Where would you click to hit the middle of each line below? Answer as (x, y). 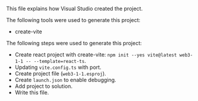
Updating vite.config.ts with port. (58, 67)
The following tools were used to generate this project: (73, 20)
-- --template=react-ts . (56, 61)
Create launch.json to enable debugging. (65, 80)
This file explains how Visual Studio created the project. (75, 9)
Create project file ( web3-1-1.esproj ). (60, 73)
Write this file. (32, 92)
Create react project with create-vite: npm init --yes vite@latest (96, 55)
